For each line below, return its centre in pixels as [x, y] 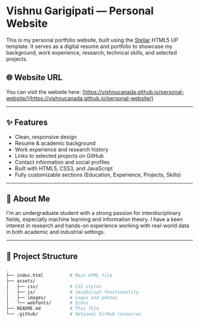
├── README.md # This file [53, 309]
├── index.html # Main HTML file [59, 275]
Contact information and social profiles [62, 162]
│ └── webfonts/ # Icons [47, 303]
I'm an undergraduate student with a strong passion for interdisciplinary [94, 213]
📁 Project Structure [42, 256]
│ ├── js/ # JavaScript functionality [73, 292]
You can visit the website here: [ [45, 92]
